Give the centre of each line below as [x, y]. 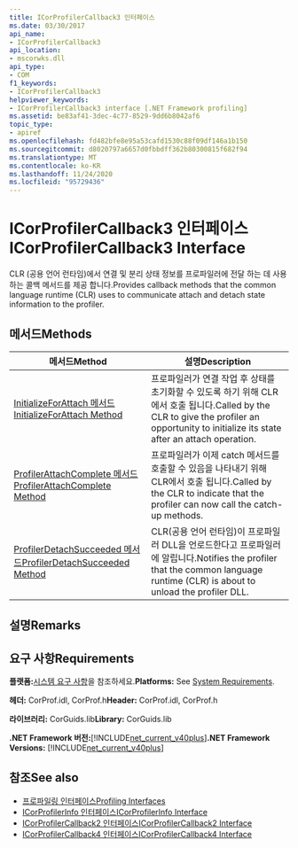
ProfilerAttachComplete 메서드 [76, 473]
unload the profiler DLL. [200, 592]
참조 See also [44, 778]
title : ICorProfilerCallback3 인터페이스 [82, 17]
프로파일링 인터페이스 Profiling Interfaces [94, 801]
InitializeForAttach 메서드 [64, 402]
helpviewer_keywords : [49, 100]
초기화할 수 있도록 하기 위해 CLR [214, 392]
